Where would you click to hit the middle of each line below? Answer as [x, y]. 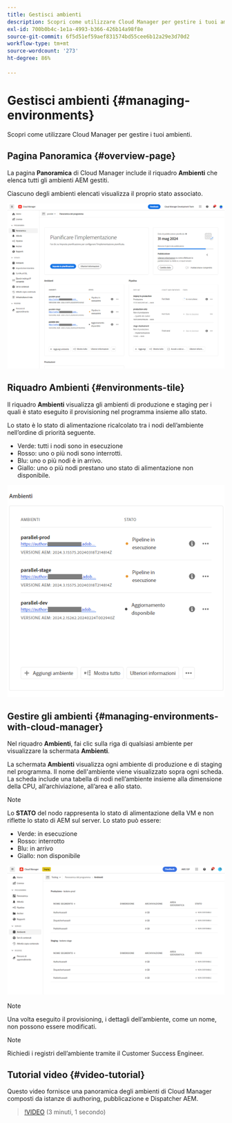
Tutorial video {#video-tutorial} [76, 1074]
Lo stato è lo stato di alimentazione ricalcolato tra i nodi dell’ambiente [105, 425]
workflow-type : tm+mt [38, 44]
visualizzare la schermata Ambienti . [58, 751]
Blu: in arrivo [35, 848]
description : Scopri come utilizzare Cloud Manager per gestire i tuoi [112, 22]
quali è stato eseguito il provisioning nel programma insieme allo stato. [107, 411]
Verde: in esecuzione [47, 834]
